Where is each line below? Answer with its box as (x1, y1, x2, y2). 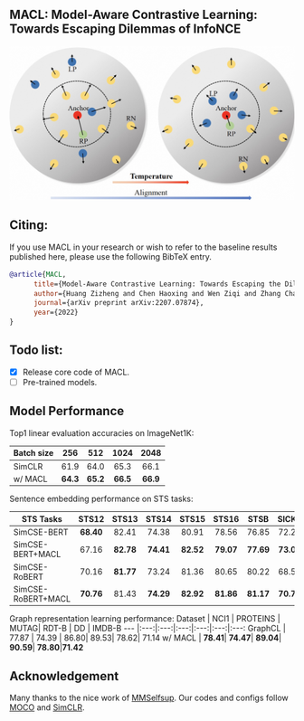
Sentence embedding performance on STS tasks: (9, 493, 194, 505)
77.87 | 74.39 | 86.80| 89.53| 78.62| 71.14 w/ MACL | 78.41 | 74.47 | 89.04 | (9, 632, 282, 643)
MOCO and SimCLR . (9, 702, 85, 713)
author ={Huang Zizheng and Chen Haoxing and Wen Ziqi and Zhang (33, 289, 281, 298)
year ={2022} (33, 308, 79, 318)
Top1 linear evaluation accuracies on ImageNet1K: (9, 427, 195, 438)
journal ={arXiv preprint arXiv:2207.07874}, (33, 299, 204, 308)
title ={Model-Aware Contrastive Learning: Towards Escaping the (33, 280, 281, 289)
